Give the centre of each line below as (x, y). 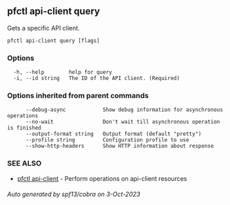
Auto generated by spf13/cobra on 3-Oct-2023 (74, 194)
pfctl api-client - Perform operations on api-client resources (102, 178)
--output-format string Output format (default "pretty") (113, 134)
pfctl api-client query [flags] (53, 41)
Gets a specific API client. (44, 28)
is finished (24, 128)
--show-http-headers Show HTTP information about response (119, 146)
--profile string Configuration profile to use (107, 140)
